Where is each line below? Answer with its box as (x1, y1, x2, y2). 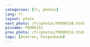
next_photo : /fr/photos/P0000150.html (5, 21, 85, 26)
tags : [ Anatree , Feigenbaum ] (5, 35, 65, 40)
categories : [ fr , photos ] (5, 7, 58, 12)
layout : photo (5, 16, 35, 21)
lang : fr (5, 12, 23, 17)
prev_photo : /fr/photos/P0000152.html (5, 30, 85, 35)
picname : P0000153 (5, 25, 43, 30)
